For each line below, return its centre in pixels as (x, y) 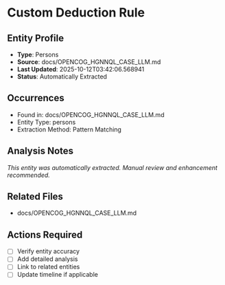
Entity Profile (35, 38)
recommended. (28, 175)
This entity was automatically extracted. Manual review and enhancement (113, 167)
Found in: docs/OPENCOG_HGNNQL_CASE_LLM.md (91, 114)
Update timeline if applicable (57, 275)
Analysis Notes (40, 151)
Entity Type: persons (46, 122)
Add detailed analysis (47, 259)
